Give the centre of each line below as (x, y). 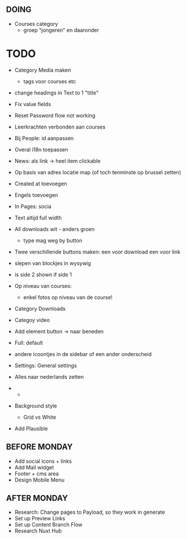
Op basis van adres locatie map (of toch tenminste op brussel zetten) (98, 172)
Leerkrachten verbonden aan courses (60, 127)
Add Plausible (31, 428)
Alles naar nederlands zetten (49, 377)
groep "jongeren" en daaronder (61, 30)
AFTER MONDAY (37, 498)
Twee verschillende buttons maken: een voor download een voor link (97, 252)
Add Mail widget (34, 467)
